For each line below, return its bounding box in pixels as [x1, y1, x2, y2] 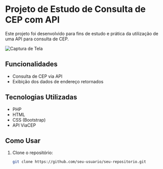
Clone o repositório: [12, 150, 53, 156]
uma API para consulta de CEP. [5, 36, 69, 42]
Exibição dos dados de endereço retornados [12, 78, 103, 84]
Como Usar [5, 136, 41, 145]
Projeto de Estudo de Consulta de [5, 3, 146, 15]
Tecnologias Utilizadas [5, 93, 78, 102]
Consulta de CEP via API [12, 73, 63, 79]
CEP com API [5, 14, 60, 25]
